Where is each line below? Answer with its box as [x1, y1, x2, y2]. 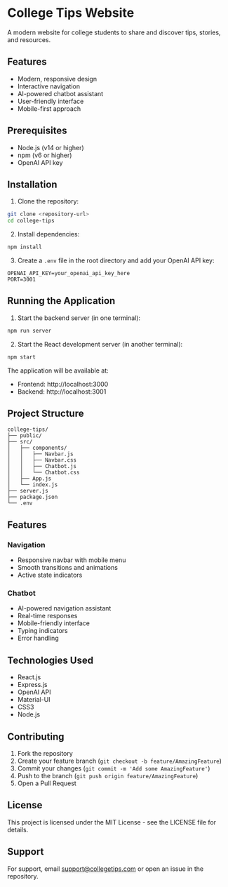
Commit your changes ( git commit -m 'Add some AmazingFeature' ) [17, 763, 210, 773]
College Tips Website [7, 5, 135, 21]
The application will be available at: [7, 366, 109, 375]
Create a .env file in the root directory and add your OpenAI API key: [17, 256, 215, 265]
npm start [7, 353, 36, 361]
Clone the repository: [17, 197, 79, 206]
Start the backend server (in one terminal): [17, 314, 141, 322]
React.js [17, 673, 41, 681]
